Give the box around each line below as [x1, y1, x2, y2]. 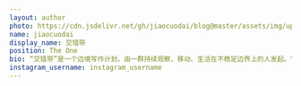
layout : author [9, 13, 66, 22]
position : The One [9, 47, 78, 56]
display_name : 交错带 [9, 38, 86, 47]
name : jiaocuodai [9, 30, 74, 39]
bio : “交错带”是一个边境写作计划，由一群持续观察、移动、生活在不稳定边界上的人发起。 [9, 55, 291, 64]
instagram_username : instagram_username [9, 64, 163, 73]
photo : [9, 21, 34, 30]
